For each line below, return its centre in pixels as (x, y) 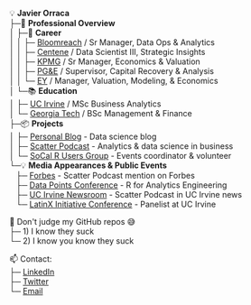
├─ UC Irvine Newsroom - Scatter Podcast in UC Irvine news (129, 194)
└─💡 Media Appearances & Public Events (88, 165)
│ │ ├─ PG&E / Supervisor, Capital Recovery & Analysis (112, 71)
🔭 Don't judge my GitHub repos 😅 (73, 222)
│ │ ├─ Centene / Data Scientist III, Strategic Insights (107, 52)
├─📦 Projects (37, 124)
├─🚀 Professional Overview (62, 23)
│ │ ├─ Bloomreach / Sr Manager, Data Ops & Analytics (112, 42)
